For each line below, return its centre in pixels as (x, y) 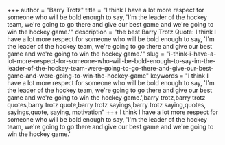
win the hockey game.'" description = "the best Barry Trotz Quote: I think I (111, 32)
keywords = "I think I (180, 76)
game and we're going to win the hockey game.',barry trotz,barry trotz (106, 98)
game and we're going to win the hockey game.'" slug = (86, 54)
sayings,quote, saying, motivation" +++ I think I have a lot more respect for (113, 112)
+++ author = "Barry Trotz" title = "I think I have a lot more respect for (106, 10)
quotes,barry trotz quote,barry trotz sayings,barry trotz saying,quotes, (107, 105)
